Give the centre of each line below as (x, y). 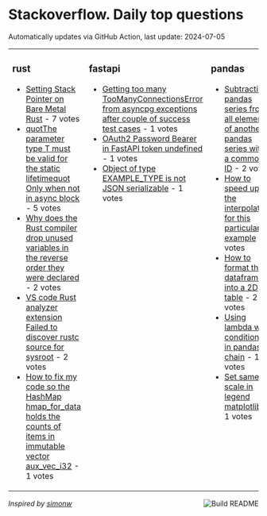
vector (38, 456)
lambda (238, 327)
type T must (48, 148)
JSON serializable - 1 (143, 188)
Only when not (53, 188)
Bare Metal (46, 109)
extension (44, 317)
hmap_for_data (54, 406)
